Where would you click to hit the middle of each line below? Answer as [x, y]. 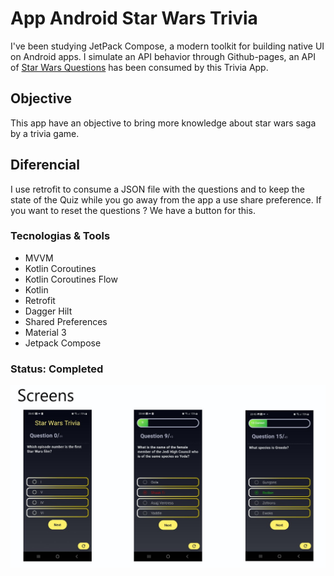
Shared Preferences [66, 321]
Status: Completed [57, 369]
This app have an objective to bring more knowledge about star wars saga [163, 123]
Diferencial [45, 165]
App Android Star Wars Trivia [134, 18]
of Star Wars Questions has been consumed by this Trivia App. [139, 67]
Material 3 [45, 332]
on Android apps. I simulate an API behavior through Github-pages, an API [163, 56]
